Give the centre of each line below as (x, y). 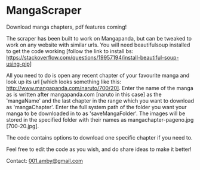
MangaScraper (44, 10)
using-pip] (19, 64)
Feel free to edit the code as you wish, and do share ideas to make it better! (99, 149)
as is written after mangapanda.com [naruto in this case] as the (84, 94)
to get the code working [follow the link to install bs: (70, 51)
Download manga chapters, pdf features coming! (67, 27)
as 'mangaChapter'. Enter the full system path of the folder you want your (96, 107)
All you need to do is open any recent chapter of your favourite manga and (98, 75)
